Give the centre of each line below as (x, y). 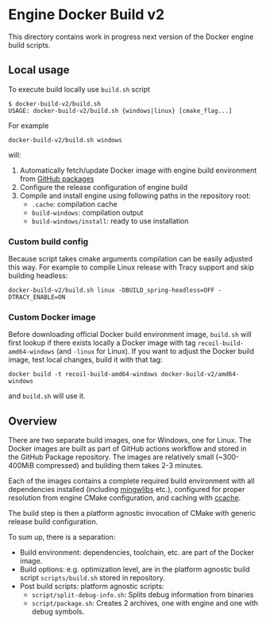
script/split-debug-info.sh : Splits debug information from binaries (143, 595)
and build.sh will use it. (47, 396)
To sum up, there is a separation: (62, 537)
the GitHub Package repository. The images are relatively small (111, 457)
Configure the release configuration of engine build (104, 187)
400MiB (21, 466)
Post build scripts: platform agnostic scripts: (92, 587)
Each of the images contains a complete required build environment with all (131, 481)
